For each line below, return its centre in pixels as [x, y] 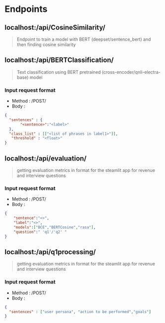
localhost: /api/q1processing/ [50, 252]
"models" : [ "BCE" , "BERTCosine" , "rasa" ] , [55, 227]
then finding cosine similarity [46, 45]
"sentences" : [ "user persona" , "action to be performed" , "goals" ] [80, 312]
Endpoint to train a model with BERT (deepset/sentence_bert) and [84, 39]
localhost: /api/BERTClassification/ [59, 60]
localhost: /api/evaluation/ [46, 158]
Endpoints [26, 9]
